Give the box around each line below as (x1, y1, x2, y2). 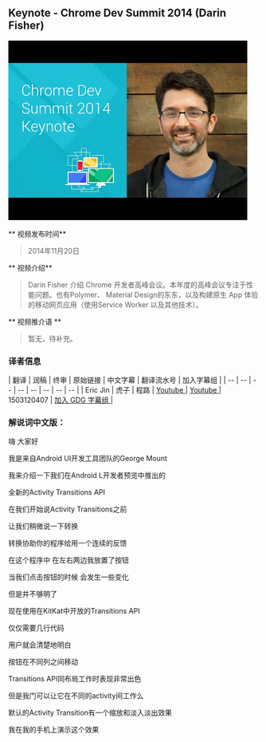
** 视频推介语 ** (8, 317, 61, 326)
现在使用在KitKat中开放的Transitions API (8, 606, 141, 616)
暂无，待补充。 (27, 334, 77, 343)
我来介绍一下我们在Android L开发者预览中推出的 (8, 471, 166, 480)
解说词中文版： (8, 417, 66, 428)
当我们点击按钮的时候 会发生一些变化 (8, 572, 129, 582)
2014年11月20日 (27, 246, 80, 255)
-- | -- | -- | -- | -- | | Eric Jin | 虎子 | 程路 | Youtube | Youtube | (17, 385, 221, 395)
